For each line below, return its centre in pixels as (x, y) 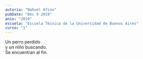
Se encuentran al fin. (27, 53)
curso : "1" (16, 28)
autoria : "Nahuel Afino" (31, 10)
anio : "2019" (19, 19)
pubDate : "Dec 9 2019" (29, 14)
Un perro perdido (23, 42)
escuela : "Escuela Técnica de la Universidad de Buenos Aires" (72, 23)
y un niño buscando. (26, 47)
